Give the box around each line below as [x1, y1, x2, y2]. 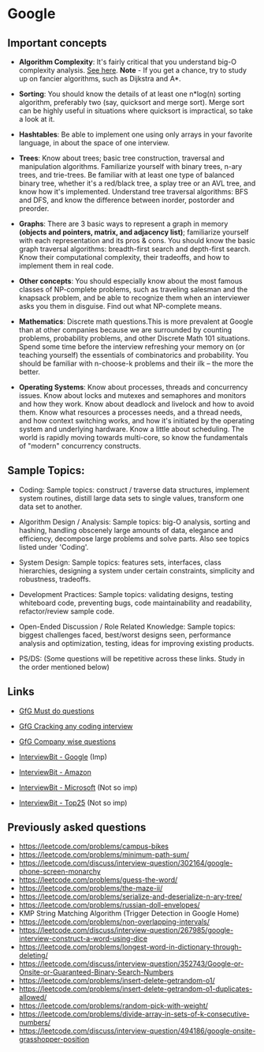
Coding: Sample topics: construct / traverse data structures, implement [18, 485, 250, 494]
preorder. [18, 204, 50, 213]
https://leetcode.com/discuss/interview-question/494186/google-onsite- [18, 1026, 256, 1035]
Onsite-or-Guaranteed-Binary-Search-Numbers [18, 967, 174, 977]
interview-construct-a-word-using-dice [18, 934, 147, 944]
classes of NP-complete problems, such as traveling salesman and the [18, 285, 248, 294]
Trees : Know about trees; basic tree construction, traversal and [18, 153, 225, 163]
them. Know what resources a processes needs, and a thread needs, [18, 408, 243, 417]
